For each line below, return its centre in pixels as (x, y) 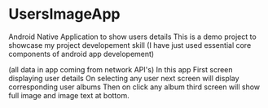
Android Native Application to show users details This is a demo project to (132, 37)
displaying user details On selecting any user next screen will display (124, 78)
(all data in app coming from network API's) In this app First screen (121, 69)
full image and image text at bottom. (69, 95)
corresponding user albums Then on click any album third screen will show (134, 87)
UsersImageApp (64, 14)
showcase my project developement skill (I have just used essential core (130, 45)
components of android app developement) (81, 54)
